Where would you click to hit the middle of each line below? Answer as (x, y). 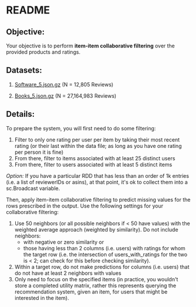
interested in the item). (42, 298)
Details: (20, 114)
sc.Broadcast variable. (33, 188)
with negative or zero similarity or (63, 242)
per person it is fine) (39, 152)
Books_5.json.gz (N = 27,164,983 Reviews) (66, 96)
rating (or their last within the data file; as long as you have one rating (98, 146)
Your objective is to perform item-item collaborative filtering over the (91, 46)
